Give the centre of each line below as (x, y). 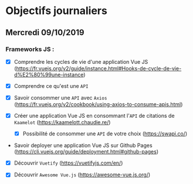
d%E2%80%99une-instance (49, 74)
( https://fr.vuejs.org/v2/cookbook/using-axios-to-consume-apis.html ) (98, 104)
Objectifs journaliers (57, 11)
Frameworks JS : (30, 49)
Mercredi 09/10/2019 (45, 33)
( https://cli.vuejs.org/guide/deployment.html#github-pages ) (86, 152)
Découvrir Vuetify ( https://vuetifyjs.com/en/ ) (68, 163)
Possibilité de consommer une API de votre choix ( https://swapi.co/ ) (105, 134)
